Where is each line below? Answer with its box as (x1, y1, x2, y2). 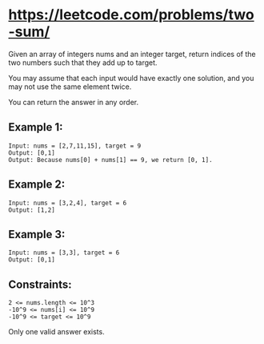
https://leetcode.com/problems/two (8, 6, 254, 24)
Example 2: (8, 178, 66, 192)
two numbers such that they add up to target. (8, 58, 158, 67)
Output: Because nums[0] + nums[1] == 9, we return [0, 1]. (8, 156, 214, 164)
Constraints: (8, 277, 72, 291)
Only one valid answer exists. (8, 327, 106, 337)
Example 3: (8, 227, 66, 241)
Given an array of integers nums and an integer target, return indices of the (8, 49, 256, 59)
